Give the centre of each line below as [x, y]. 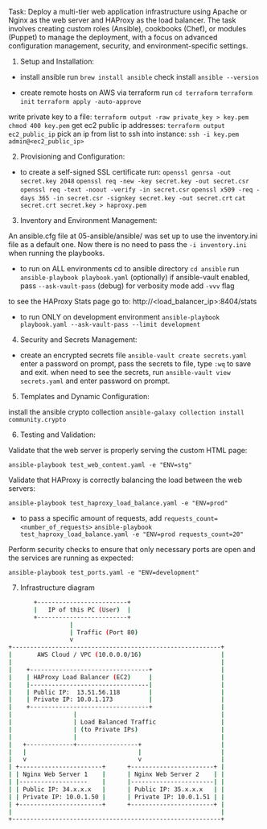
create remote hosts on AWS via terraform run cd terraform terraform [136, 93]
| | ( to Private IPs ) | [117, 729]
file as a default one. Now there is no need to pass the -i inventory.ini [128, 244]
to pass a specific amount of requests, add [91, 518]
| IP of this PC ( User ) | [82, 610]
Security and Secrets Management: [79, 340]
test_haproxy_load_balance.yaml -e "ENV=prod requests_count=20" [131, 534]
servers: [22, 489]
